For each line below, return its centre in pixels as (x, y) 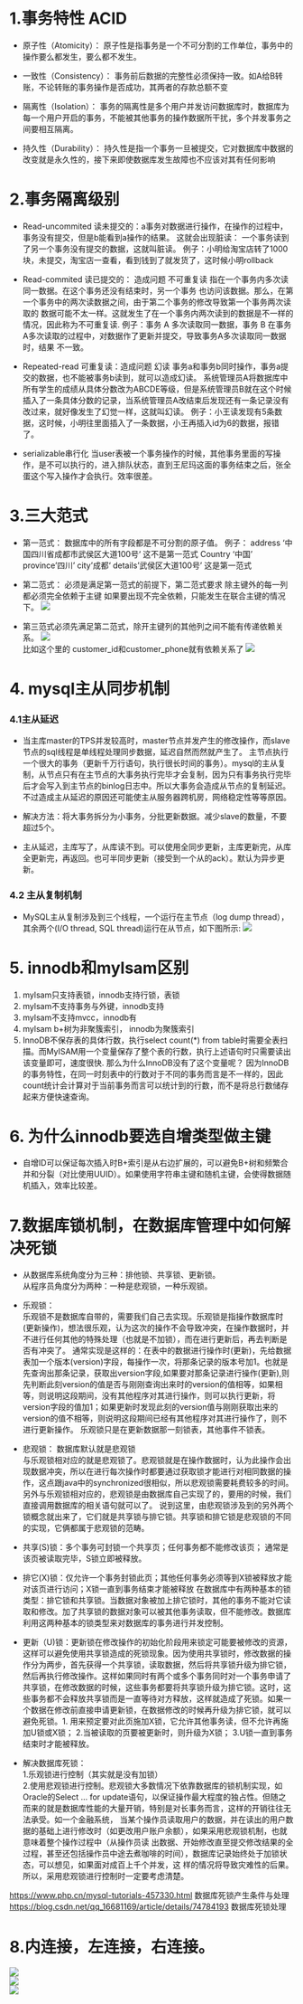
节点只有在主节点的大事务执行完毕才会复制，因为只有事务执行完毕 (169, 775)
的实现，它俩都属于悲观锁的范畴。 (86, 1528)
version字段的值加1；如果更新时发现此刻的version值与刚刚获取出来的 (150, 1407)
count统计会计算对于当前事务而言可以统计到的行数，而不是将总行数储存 (156, 1085)
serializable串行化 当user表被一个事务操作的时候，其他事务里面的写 (147, 453)
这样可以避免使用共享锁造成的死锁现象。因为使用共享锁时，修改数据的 (153, 1654)
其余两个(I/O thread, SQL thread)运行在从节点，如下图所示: (132, 928)
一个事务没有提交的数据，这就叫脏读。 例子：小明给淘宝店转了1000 (163, 249)
